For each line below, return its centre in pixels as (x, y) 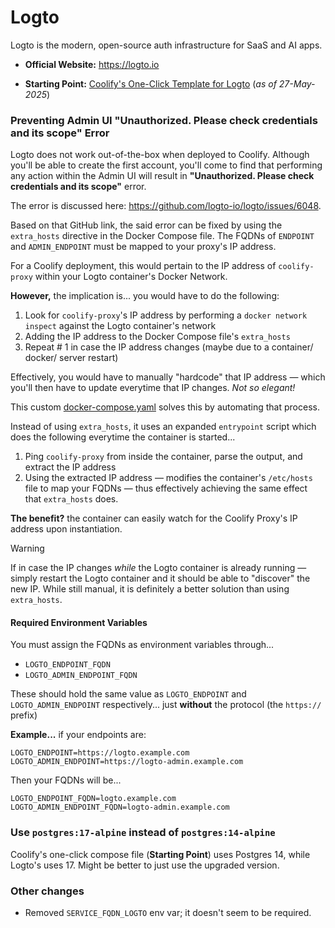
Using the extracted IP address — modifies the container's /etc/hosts (168, 478)
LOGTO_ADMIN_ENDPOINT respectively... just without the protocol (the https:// (166, 705)
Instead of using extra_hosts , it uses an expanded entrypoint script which (163, 427)
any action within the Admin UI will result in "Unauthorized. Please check (162, 176)
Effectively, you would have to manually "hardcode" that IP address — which (168, 377)
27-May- (297, 83)
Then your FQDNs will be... (66, 780)
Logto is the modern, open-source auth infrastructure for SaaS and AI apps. (166, 45)
